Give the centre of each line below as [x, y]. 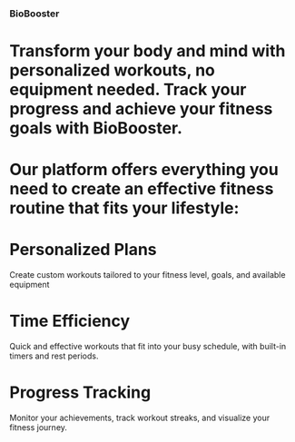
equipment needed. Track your [128, 90]
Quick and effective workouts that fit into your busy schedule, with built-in [148, 347]
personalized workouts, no [112, 70]
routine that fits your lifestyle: [124, 208]
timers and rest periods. [54, 356]
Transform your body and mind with [147, 51]
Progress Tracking [80, 393]
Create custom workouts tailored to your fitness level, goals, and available [147, 275]
